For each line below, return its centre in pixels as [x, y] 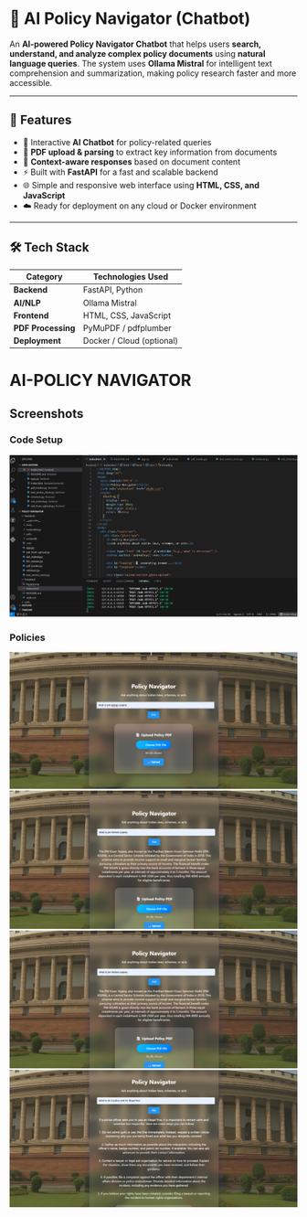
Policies [27, 637]
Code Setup [37, 440]
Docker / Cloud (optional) [131, 341]
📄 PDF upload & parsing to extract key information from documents [150, 152]
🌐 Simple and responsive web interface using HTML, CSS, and [141, 185]
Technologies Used [131, 277]
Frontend [31, 315]
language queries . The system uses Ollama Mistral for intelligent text [141, 63]
